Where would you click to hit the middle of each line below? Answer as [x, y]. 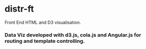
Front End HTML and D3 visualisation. [43, 22]
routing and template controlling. [45, 41]
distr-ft [19, 9]
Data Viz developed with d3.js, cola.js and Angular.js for [73, 35]
